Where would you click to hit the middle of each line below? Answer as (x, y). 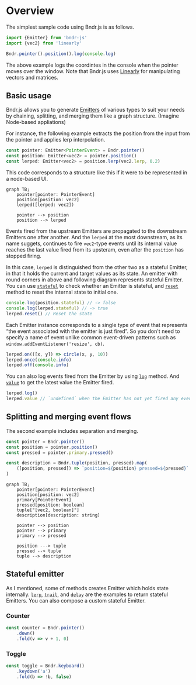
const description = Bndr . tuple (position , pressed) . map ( (77, 463)
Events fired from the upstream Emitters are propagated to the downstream (97, 231)
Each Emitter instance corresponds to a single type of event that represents (97, 325)
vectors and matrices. (32, 77)
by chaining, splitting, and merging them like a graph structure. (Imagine (92, 116)
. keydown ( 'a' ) (34, 671)
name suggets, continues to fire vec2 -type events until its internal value (92, 243)
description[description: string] (58, 515)
